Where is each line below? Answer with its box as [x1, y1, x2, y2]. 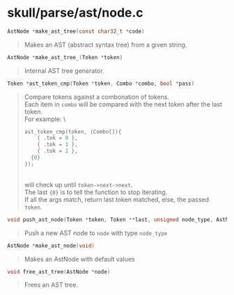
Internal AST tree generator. [24, 66, 104, 74]
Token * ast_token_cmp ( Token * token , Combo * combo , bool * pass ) [7, 80, 195, 87]
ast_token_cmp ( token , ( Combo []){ [24, 128, 122, 135]
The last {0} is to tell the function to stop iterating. [24, 188, 168, 196]
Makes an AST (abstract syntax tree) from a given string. [24, 40, 187, 49]
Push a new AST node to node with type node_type [24, 228, 168, 237]
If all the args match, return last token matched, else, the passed [24, 195, 210, 203]
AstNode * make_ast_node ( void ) [7, 242, 95, 249]
